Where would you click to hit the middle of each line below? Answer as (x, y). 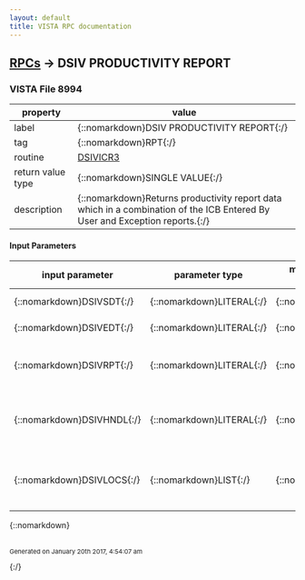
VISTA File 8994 (46, 89)
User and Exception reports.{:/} (144, 221)
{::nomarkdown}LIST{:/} (200, 480)
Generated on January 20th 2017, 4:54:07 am (76, 552)
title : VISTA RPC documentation (70, 26)
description (38, 210)
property (41, 113)
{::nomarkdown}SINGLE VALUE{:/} (150, 178)
